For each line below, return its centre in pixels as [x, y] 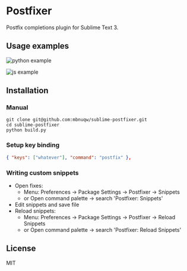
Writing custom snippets [42, 172]
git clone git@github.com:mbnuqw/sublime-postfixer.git [77, 120]
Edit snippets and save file [47, 204]
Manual [17, 108]
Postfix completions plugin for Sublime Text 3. [62, 27]
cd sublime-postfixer [33, 125]
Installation [27, 91]
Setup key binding [33, 145]
